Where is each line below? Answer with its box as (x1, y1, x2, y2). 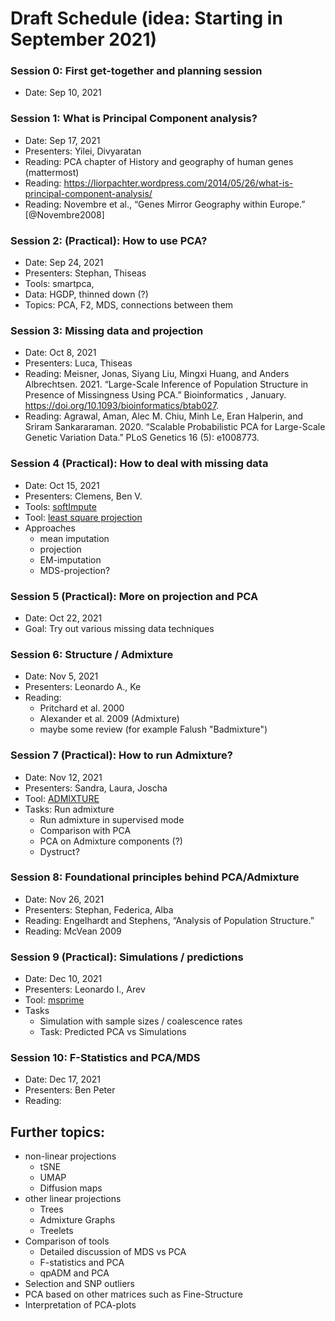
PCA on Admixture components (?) (39, 835, 183, 847)
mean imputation (39, 532, 110, 544)
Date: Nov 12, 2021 (24, 771, 103, 783)
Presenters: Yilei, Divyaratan (24, 145, 142, 157)
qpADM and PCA (39, 1267, 110, 1279)
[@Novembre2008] (24, 208, 105, 221)
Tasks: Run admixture (24, 803, 115, 815)
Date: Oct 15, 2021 (24, 479, 100, 491)
